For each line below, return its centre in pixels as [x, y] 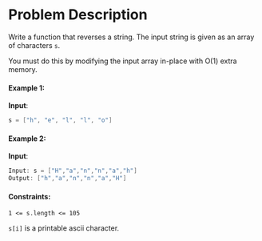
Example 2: [27, 139]
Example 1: [27, 88]
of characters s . [34, 45]
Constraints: [30, 196]
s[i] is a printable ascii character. [64, 228]
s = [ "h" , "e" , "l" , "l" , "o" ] [60, 120]
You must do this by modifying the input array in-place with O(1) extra [123, 61]
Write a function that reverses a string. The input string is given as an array [131, 37]
